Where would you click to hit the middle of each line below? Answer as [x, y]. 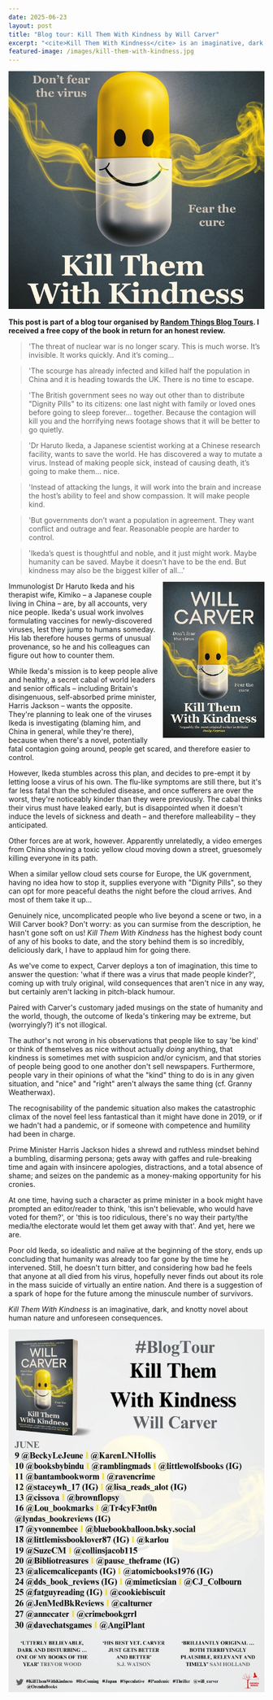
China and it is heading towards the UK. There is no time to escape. [141, 380]
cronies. [22, 1185]
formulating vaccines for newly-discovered [80, 621]
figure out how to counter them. [62, 655]
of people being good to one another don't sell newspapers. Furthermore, [132, 1067]
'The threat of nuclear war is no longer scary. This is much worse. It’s [144, 346]
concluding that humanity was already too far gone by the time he [119, 1259]
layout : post [30, 26]
